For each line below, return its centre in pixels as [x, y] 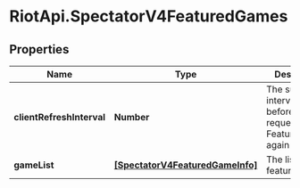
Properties [39, 49]
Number [132, 117]
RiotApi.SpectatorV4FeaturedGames [149, 16]
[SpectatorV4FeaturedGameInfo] [186, 165]
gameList [34, 165]
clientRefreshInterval [59, 117]
